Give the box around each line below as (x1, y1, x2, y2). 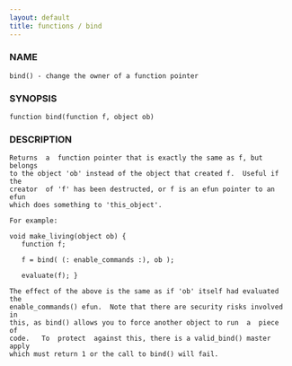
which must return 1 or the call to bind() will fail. (9, 350, 219, 359)
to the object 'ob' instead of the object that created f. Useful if (9, 170, 279, 179)
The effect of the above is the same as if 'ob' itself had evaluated (9, 287, 279, 296)
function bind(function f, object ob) (9, 113, 155, 122)
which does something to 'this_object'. (9, 201, 164, 210)
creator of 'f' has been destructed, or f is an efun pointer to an (9, 185, 276, 194)
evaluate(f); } (21, 271, 78, 281)
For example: (9, 216, 58, 225)
